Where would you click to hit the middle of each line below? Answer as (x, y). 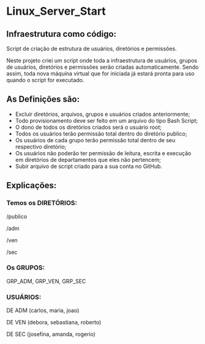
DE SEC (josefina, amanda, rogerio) (51, 334)
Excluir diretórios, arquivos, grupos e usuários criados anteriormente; (102, 114)
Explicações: (32, 185)
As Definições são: (43, 99)
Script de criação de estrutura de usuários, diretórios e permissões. (92, 48)
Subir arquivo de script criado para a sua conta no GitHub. (89, 166)
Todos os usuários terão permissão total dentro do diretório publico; (101, 134)
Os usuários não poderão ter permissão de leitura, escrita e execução (103, 153)
